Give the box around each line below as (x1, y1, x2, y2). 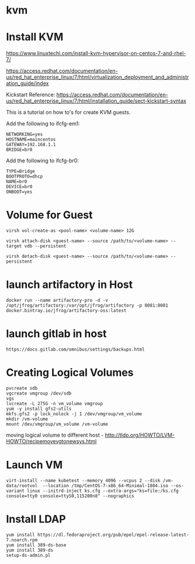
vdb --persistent (24, 243, 67, 249)
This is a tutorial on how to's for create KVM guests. (6, 109, 131, 116)
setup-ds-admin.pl (6, 552, 51, 558)
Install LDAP (6, 512, 66, 525)
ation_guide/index (6, 80, 49, 87)
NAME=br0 (6, 179, 27, 185)
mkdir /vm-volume (6, 416, 48, 422)
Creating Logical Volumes (6, 366, 134, 379)
